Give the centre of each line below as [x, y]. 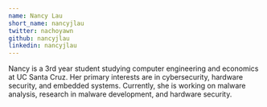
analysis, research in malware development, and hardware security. [120, 94]
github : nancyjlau [39, 38]
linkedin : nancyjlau [43, 46]
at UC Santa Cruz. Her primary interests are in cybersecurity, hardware [126, 77]
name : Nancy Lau [35, 16]
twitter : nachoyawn [41, 31]
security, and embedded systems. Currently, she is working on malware [127, 86]
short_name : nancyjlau [46, 23]
